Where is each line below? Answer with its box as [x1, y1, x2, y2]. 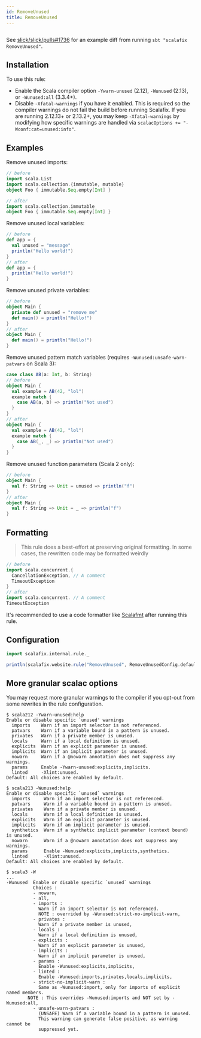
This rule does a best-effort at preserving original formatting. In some [20, 543, 193, 550]
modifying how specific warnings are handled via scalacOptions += [14, 119, 181, 126]
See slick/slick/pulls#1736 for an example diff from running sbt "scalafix [6, 36, 187, 43]
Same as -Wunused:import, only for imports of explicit [38, 985, 181, 991]
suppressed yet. [38, 1027, 79, 1033]
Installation [6, 59, 49, 69]
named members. [6, 989, 44, 996]
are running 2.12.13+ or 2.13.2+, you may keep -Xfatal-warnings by [14, 113, 179, 120]
